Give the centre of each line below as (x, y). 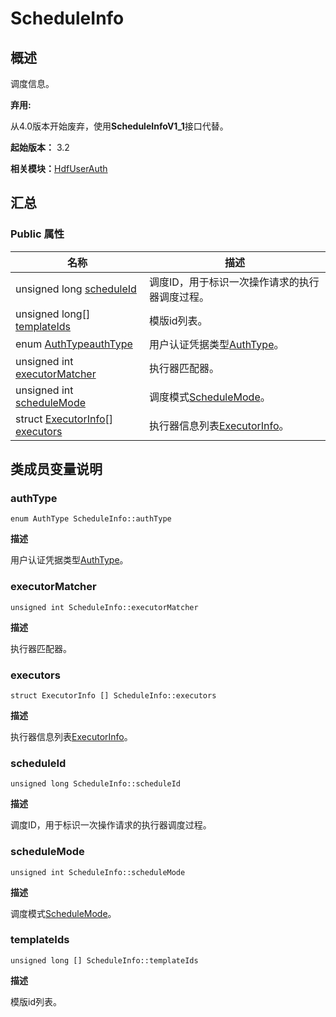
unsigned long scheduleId (76, 289)
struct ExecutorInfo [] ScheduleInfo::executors (113, 695)
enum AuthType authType (74, 344)
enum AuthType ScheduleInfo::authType (91, 519)
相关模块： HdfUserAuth (59, 168)
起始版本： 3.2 (40, 147)
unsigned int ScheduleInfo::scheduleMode (98, 872)
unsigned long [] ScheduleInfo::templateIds (104, 960)
